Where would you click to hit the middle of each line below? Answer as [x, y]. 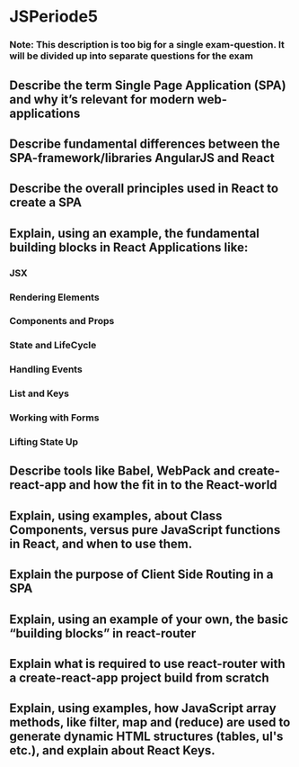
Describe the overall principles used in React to [144, 189]
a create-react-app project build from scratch [139, 678]
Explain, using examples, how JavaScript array [143, 708]
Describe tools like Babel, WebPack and [122, 471]
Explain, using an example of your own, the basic [149, 619]
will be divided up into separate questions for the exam [132, 56]
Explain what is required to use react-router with [147, 664]
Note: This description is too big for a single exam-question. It [147, 45]
